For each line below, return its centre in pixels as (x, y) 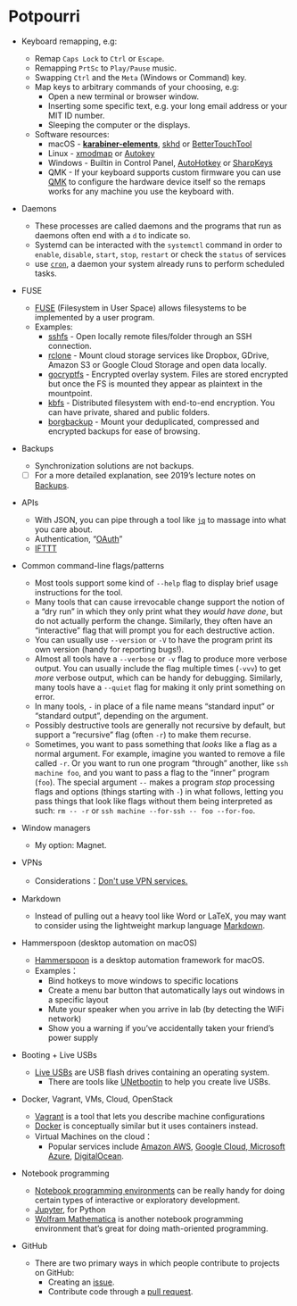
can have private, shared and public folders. (129, 412)
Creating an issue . (81, 1282)
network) (65, 1019)
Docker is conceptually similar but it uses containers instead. (146, 1126)
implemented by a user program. (95, 317)
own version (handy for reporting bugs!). (109, 649)
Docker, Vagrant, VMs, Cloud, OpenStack (97, 1099)
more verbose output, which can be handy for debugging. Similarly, (158, 678)
